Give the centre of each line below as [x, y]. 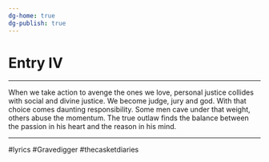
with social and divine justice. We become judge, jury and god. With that [127, 101]
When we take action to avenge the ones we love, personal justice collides [131, 92]
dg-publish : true [37, 23]
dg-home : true [32, 16]
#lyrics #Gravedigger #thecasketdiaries [74, 150]
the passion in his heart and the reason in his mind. [92, 127]
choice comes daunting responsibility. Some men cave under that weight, [129, 110]
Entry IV [36, 63]
